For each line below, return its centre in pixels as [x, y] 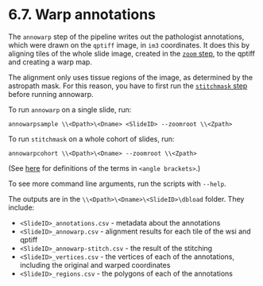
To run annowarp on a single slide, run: [70, 110]
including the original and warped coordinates [95, 265]
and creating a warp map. [50, 62]
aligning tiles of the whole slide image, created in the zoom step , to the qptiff [132, 53]
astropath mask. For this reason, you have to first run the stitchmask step [128, 86]
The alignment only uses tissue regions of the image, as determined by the [130, 77]
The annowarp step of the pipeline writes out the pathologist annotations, [126, 37]
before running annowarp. [51, 94]
